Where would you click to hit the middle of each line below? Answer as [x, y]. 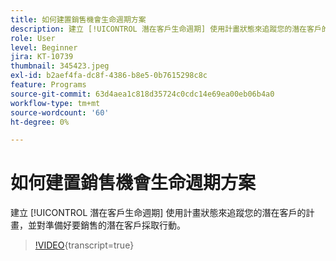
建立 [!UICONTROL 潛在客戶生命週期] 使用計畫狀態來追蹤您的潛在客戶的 [158, 213]
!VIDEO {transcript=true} [84, 245]
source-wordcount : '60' [60, 112]
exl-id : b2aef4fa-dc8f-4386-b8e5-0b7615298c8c [109, 76]
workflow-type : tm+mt [55, 103]
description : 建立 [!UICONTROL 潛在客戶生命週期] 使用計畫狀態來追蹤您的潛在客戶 [166, 29]
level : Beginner [44, 47]
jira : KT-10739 [42, 57]
